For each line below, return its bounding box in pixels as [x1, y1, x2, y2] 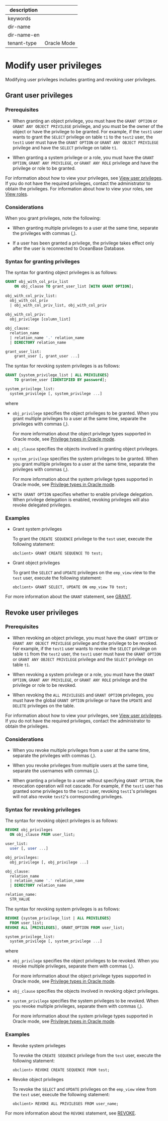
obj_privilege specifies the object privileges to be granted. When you [12, 410, 158, 416]
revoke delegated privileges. [12, 502, 72, 508]
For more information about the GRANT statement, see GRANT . [5, 593, 132, 600]
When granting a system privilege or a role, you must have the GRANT [12, 154, 154, 161]
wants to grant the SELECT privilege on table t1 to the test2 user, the [12, 134, 153, 140]
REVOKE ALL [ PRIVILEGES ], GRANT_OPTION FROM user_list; [5, 925, 125, 930]
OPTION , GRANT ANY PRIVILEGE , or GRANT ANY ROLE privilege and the [12, 677, 147, 683]
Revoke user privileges [5, 608, 79, 617]
